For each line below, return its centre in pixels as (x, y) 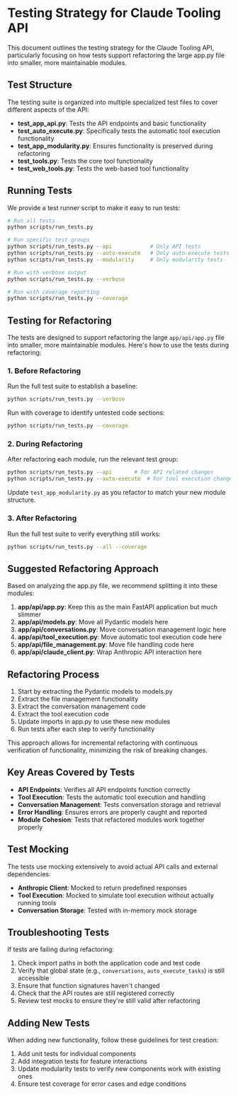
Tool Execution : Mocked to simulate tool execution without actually (116, 895)
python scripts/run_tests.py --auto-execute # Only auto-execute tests (119, 253)
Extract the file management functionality (78, 699)
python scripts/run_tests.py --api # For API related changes (110, 472)
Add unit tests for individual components (77, 1054)
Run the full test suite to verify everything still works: (84, 534)
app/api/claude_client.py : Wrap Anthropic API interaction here (109, 652)
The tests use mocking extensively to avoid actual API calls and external (113, 866)
